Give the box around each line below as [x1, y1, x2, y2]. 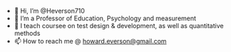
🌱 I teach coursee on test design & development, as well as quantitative [14, 22, 224, 30]
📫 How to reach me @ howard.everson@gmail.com [14, 37, 167, 45]
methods [14, 29, 41, 37]
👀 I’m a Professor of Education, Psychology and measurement [14, 14, 197, 22]
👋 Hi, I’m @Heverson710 [14, 7, 86, 15]
